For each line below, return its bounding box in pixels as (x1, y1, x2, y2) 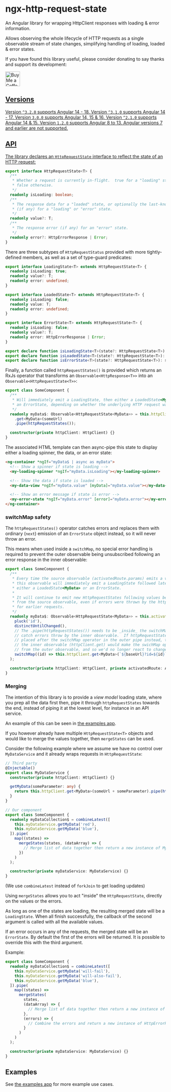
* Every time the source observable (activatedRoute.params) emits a (12, 576, 163, 581)
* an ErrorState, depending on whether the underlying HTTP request (12, 402, 160, 407)
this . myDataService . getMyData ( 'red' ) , (14, 821, 97, 827)
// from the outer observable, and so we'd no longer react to (14, 647, 152, 652)
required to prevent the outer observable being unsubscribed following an (5, 551, 160, 557)
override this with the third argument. (5, 940, 83, 946)
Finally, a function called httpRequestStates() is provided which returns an (5, 367, 162, 374)
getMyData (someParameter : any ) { (10, 784, 81, 789)
